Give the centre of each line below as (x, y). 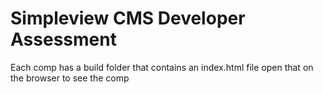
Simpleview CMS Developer (128, 18)
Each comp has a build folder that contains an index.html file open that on (162, 67)
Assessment (63, 39)
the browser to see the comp (70, 78)
